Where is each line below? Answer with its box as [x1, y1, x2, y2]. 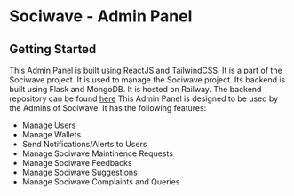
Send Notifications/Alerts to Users [21, 139, 147, 149]
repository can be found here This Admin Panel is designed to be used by [9, 93, 279, 104]
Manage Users [21, 120, 76, 130]
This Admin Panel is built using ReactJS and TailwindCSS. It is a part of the [9, 65, 282, 75]
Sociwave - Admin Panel [9, 6, 193, 27]
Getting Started [9, 42, 97, 57]
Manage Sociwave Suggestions [21, 167, 138, 177]
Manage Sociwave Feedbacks [21, 158, 132, 168]
